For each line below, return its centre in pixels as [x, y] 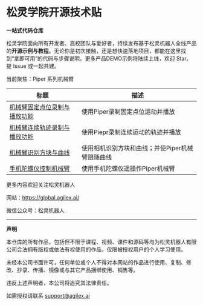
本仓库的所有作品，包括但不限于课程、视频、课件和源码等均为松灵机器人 [96, 242]
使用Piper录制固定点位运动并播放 [128, 112]
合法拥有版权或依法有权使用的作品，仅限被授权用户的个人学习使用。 [101, 249]
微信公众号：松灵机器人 [35, 210]
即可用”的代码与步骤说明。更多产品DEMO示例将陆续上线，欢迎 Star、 [105, 58]
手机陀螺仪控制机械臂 [40, 169]
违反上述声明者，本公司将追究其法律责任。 [59, 283]
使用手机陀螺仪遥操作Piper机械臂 [128, 169]
